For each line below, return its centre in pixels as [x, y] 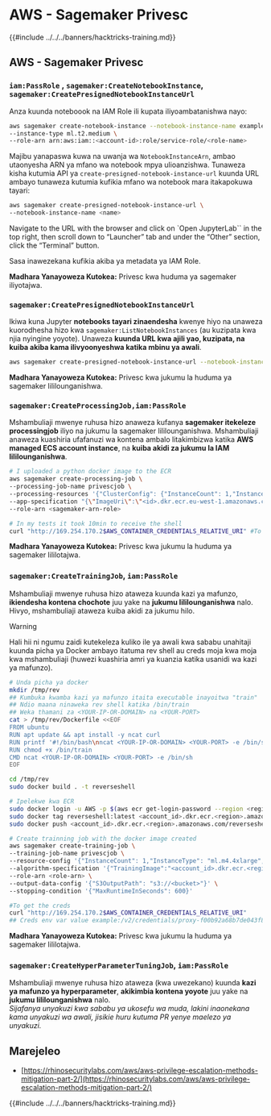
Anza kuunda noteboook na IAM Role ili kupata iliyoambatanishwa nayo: [128, 111]
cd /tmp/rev [29, 780]
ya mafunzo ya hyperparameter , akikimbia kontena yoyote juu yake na [129, 991]
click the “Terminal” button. [54, 245]
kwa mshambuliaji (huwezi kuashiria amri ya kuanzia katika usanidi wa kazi [133, 659]
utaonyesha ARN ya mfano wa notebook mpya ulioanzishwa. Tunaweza [127, 165]
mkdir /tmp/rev [35, 690]
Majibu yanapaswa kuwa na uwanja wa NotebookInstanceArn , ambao [122, 156]
